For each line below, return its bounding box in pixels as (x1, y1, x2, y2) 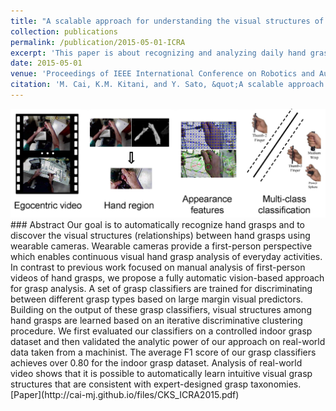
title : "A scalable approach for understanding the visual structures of (10, 16, 325, 26)
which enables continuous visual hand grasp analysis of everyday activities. (10, 250, 323, 262)
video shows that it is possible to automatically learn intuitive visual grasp (10, 367, 313, 379)
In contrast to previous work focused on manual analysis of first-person (10, 261, 306, 273)
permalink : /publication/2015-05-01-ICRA (10, 37, 186, 47)
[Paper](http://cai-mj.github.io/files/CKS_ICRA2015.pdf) (10, 388, 240, 400)
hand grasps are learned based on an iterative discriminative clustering (10, 314, 303, 326)
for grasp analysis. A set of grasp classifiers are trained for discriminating (10, 282, 313, 294)
